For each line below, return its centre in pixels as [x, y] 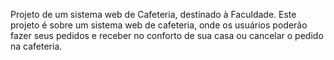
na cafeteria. [36, 46]
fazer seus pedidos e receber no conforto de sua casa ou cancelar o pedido [167, 35]
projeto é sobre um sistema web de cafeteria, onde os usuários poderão [159, 25]
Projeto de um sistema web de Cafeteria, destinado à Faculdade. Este [153, 14]
